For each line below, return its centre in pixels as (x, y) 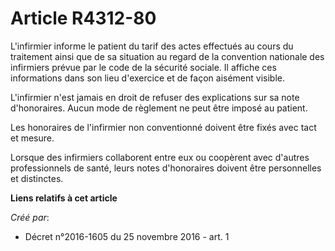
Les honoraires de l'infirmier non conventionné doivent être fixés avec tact (163, 127)
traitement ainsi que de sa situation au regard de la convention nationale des (167, 56)
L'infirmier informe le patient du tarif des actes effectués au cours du (152, 46)
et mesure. (32, 138)
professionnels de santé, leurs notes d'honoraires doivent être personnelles (166, 168)
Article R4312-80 (83, 18)
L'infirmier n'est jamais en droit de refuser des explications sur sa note (155, 97)
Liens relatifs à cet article (64, 198)
